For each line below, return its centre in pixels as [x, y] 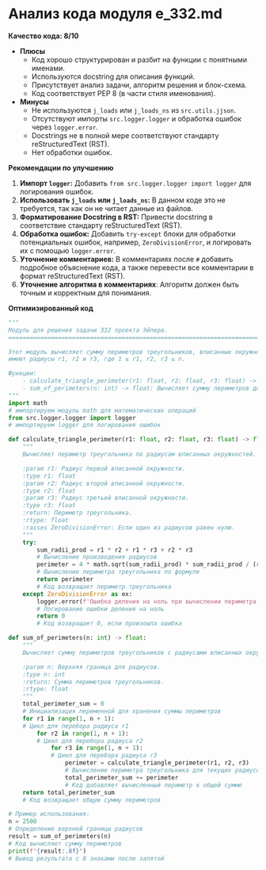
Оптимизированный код [51, 308]
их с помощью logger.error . [68, 250]
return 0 [51, 616]
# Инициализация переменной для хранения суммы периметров [122, 711]
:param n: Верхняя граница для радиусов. [91, 667]
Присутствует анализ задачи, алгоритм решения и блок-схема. [139, 85]
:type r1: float [49, 476]
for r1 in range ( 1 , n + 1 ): [68, 718]
